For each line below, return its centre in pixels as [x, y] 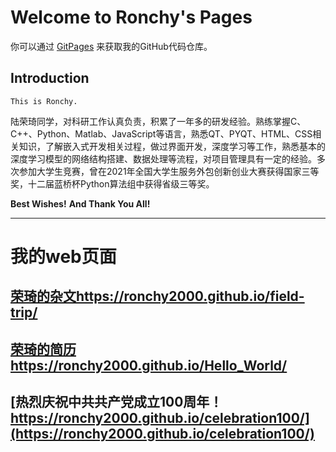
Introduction [50, 78]
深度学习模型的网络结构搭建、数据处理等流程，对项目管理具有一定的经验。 [163, 158]
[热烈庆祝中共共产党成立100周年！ [116, 402]
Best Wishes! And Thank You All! [80, 203]
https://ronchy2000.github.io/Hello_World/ [149, 365]
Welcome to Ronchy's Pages [131, 17]
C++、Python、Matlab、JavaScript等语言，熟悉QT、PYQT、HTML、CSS [161, 133]
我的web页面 [63, 256]
